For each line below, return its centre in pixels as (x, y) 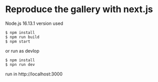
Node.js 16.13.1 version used (34, 23)
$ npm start (18, 42)
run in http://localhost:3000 (34, 74)
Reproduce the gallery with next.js (79, 9)
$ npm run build (22, 37)
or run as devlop (22, 51)
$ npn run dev (20, 64)
